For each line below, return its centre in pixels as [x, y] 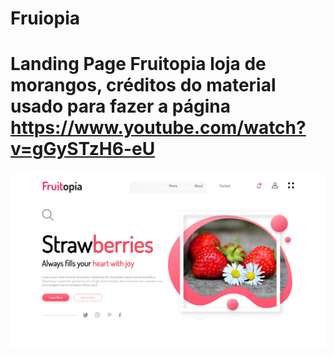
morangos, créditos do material [143, 85]
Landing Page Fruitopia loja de [138, 64]
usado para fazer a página [120, 106]
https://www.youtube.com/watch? [158, 128]
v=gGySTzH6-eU [83, 149]
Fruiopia [45, 18]
